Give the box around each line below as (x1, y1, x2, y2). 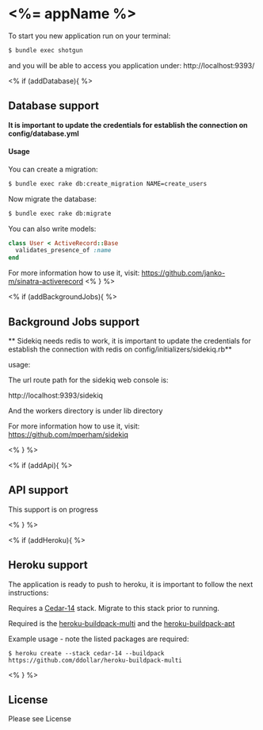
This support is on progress (8, 505, 99, 514)
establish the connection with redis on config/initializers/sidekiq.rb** (8, 344, 232, 354)
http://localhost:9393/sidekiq (8, 390, 103, 401)
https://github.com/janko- (141, 268, 226, 278)
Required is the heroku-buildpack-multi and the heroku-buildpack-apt (8, 618, 235, 628)
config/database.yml (8, 129, 79, 138)
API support (8, 483, 69, 497)
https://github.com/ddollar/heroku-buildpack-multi (8, 656, 182, 664)
